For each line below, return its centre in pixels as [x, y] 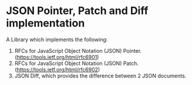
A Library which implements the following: [57, 39]
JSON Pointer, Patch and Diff [77, 11]
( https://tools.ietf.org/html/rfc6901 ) [57, 57]
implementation [46, 23]
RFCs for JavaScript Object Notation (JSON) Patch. [77, 63]
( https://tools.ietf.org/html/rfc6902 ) [57, 69]
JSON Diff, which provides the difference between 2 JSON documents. [100, 76]
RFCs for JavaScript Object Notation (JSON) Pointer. [78, 50]
